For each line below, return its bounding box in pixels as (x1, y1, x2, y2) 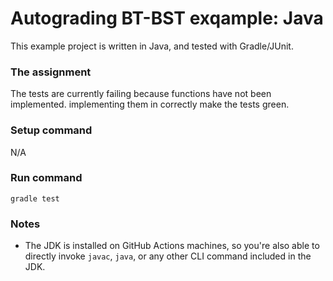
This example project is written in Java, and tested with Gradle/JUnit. (10, 40, 294, 52)
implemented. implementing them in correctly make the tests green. (10, 98, 290, 111)
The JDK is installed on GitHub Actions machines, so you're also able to (24, 240, 320, 252)
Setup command (10, 123, 93, 137)
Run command (10, 171, 83, 185)
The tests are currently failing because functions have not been (10, 88, 272, 100)
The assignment (10, 65, 92, 79)
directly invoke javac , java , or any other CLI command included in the (24, 250, 312, 262)
